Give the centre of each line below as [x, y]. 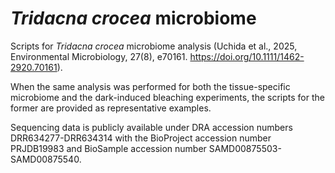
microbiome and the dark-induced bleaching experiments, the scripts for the [167, 97]
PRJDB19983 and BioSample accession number [108, 148]
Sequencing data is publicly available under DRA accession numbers [151, 127]
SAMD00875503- [245, 148]
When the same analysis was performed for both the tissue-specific [150, 86]
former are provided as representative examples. [111, 108]
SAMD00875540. [46, 159]
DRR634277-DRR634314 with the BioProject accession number [141, 138]
